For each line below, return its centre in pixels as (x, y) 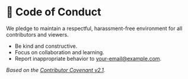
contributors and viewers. (38, 34)
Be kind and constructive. (46, 46)
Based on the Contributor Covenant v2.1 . (56, 70)
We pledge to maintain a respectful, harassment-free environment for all (94, 28)
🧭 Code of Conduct (54, 12)
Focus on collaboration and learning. (60, 52)
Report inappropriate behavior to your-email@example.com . (88, 58)
